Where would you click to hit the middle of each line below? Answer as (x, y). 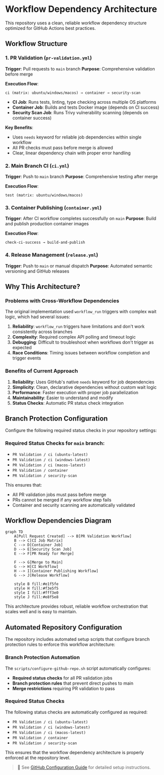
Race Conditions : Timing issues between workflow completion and (81, 353)
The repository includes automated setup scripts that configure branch (78, 639)
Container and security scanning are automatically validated (74, 505)
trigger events (27, 358)
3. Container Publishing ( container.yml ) (54, 208)
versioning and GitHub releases (37, 271)
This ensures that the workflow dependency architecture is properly (75, 752)
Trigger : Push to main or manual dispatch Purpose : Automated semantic (79, 266)
